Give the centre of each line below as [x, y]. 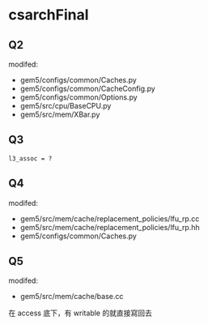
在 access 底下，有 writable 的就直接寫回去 [80, 313]
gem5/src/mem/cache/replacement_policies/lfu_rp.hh [110, 227]
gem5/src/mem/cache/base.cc [72, 297]
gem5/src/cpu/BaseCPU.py [66, 106]
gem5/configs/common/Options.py [79, 97]
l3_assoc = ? [30, 158]
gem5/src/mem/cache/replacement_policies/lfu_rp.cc [110, 218]
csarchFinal [49, 15]
